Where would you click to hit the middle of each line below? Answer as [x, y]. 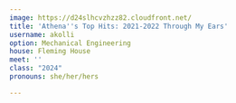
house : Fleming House [50, 51]
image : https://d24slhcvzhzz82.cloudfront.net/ [101, 18]
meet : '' [26, 60]
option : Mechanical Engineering [70, 43]
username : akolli [42, 34]
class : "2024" [36, 69]
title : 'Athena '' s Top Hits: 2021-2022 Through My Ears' [119, 26]
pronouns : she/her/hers [54, 77]
